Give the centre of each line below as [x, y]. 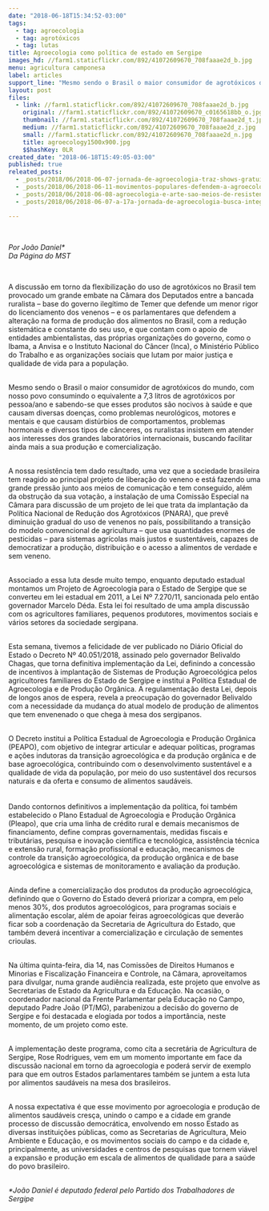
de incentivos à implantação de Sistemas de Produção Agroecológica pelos [133, 672]
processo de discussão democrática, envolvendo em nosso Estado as [124, 1123]
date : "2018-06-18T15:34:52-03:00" [68, 16]
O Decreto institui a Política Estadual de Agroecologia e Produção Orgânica [132, 738]
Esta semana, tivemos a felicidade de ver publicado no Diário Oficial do [126, 646]
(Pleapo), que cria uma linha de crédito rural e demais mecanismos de [124, 823]
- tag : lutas [37, 46]
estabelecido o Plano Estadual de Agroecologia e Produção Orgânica [122, 815]
